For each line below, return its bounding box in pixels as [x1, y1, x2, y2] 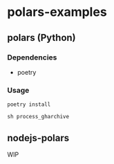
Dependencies [7, 53, 57, 62]
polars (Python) [7, 32, 76, 44]
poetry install [7, 101, 51, 108]
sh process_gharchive [7, 113, 70, 120]
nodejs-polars [7, 132, 70, 144]
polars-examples [7, 4, 107, 20]
